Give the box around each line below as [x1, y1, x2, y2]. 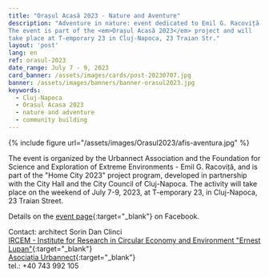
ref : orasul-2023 [8, 57, 66, 65]
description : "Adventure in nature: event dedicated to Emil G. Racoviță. [8, 19, 263, 27]
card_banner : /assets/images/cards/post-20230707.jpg [8, 71, 192, 79]
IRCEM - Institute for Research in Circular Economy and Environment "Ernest [8, 235, 261, 245]
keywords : [8, 86, 42, 94]
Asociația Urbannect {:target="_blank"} [8, 252, 136, 262]
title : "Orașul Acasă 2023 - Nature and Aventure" [8, 11, 181, 20]
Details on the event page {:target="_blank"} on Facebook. [8, 211, 200, 221]
